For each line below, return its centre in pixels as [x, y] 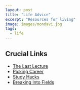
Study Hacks [26, 77]
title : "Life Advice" [28, 15]
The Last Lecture [30, 66]
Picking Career [28, 71]
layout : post [19, 10]
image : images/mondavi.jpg [34, 24]
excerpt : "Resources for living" [41, 19]
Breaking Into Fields [33, 82]
